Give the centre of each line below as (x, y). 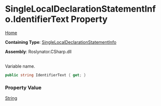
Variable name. (20, 66)
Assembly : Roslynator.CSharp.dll (38, 52)
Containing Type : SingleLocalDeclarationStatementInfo (61, 42)
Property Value (23, 88)
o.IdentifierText (37, 19)
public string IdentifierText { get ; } (46, 75)
